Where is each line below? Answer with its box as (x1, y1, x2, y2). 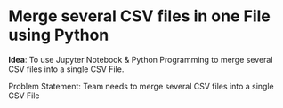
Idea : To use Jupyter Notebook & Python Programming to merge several (8, 54, 273, 65)
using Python (8, 25, 109, 45)
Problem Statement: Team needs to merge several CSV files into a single (8, 81, 274, 91)
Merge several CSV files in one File (8, 6, 271, 27)
